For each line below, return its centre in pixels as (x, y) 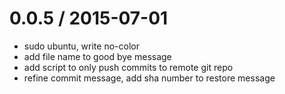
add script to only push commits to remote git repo (128, 67)
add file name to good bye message (97, 56)
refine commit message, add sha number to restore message (149, 78)
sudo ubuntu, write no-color (81, 46)
